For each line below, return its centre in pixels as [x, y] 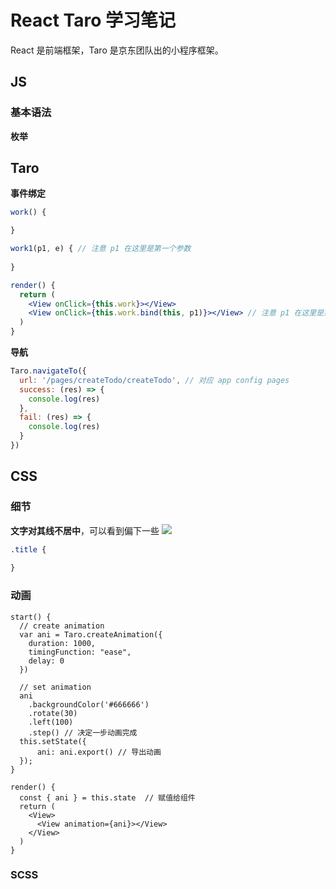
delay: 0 [46, 661]
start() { [31, 617]
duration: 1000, [62, 643]
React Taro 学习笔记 [93, 20]
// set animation [55, 687]
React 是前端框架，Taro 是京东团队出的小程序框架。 [117, 50]
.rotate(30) [53, 713]
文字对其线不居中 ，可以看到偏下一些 [85, 530]
